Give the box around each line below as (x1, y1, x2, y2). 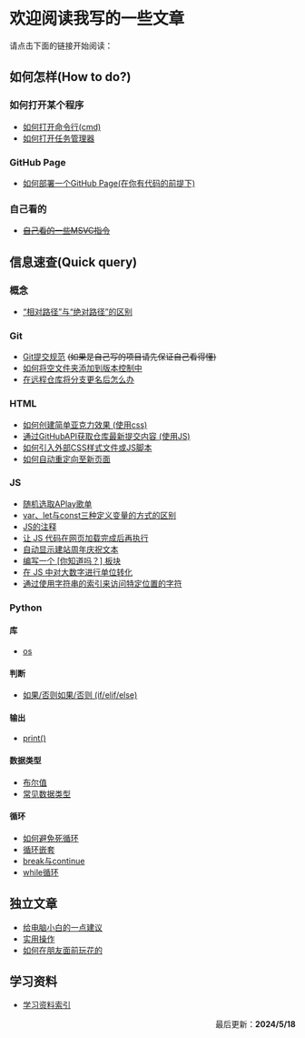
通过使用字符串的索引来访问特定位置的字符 (22, 578, 182, 589)
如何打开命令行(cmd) (22, 121, 102, 132)
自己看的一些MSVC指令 (22, 225, 111, 237)
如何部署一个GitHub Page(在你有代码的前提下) (22, 177, 196, 188)
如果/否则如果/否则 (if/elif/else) (22, 690, 138, 700)
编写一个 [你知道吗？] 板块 (22, 555, 121, 566)
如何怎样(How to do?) (9, 69, 132, 85)
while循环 (22, 866, 59, 878)
